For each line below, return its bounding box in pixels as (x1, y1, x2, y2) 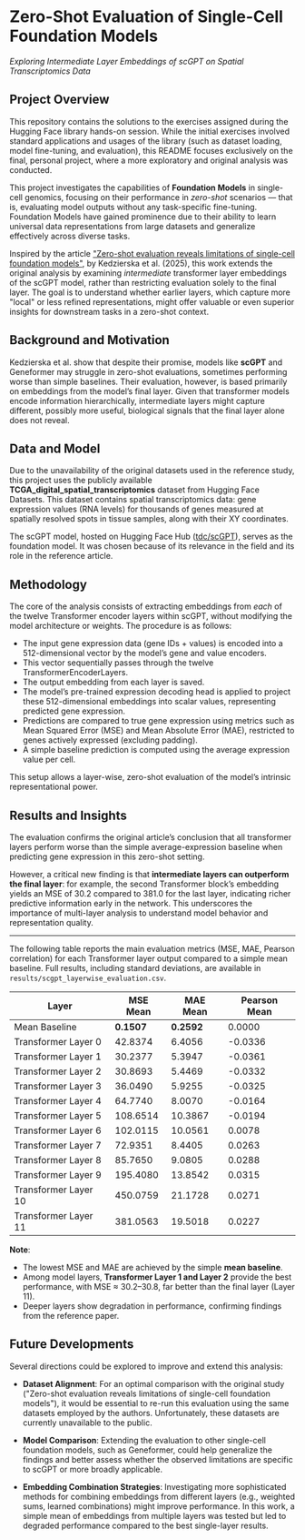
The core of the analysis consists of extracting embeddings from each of (9, 601, 283, 612)
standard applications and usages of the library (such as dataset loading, (9, 135, 283, 147)
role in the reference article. (9, 551, 113, 562)
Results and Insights (9, 807, 127, 823)
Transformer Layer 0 (14, 1036, 102, 1048)
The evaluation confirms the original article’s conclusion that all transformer (9, 832, 292, 843)
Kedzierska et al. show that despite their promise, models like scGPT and (9, 357, 283, 368)
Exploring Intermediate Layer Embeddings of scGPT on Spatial (9, 56, 244, 66)
